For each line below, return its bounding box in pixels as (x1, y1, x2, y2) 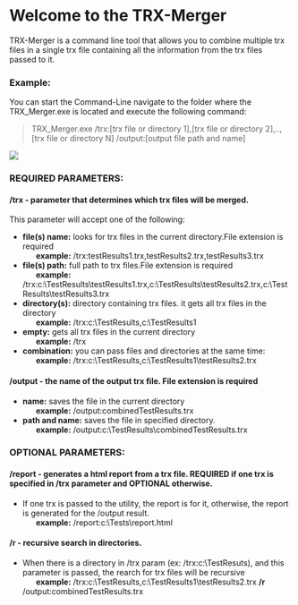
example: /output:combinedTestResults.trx (35, 405, 194, 416)
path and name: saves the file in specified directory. (21, 414, 216, 425)
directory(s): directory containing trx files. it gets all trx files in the (21, 298, 267, 309)
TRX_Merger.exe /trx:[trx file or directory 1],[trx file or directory (30, 124, 264, 134)
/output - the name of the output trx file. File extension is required (9, 375, 259, 386)
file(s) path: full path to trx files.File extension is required (21, 260, 234, 271)
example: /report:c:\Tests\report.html (35, 516, 173, 528)
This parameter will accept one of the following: (9, 214, 185, 225)
